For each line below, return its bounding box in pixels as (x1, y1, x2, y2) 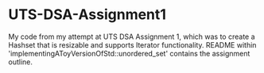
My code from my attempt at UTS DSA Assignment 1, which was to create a (8, 32, 256, 41)
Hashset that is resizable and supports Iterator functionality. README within (8, 40, 257, 49)
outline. (8, 57, 33, 67)
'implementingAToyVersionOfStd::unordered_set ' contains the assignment (8, 48, 250, 58)
